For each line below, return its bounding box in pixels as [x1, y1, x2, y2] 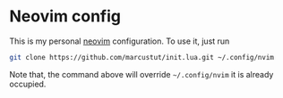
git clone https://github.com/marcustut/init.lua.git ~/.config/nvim [9, 53, 275, 61]
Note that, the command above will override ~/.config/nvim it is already [9, 69, 274, 79]
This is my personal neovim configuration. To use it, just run [9, 36, 230, 46]
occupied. [9, 78, 47, 89]
